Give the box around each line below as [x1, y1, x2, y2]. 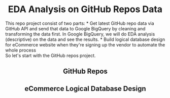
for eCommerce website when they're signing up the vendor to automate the [5, 41, 165, 47]
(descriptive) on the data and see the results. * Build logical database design [5, 36, 165, 42]
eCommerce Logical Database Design [24, 84, 146, 93]
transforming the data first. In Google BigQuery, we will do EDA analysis [5, 31, 155, 37]
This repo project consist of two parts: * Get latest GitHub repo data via [5, 20, 154, 26]
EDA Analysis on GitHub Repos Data [8, 4, 163, 15]
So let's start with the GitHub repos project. [5, 52, 96, 59]
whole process [5, 47, 37, 53]
